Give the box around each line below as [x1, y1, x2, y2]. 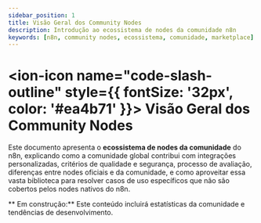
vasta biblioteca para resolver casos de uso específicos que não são [8, 176, 230, 185]
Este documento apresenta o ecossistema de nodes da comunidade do [8, 142, 241, 153]
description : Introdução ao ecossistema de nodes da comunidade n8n [8, 26, 237, 34]
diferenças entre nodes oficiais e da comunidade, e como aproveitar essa [8, 167, 246, 177]
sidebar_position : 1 [8, 11, 76, 20]
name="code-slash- [76, 67, 213, 85]
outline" [8, 84, 63, 102]
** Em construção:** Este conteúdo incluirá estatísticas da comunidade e [8, 200, 245, 209]
